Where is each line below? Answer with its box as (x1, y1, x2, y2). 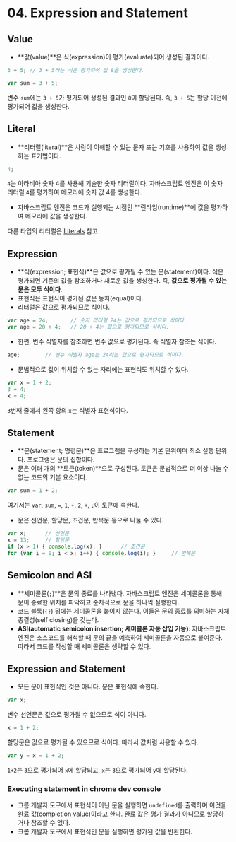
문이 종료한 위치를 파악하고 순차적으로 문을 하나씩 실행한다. (17, 597, 180, 606)
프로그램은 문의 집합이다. (27, 455, 95, 464)
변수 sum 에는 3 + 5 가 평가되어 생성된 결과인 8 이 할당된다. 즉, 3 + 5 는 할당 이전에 (7, 93, 228, 102)
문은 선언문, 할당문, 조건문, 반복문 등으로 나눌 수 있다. (17, 516, 164, 525)
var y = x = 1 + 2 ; (7, 752, 65, 759)
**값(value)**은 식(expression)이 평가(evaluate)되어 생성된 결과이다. (17, 53, 210, 61)
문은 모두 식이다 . (17, 285, 63, 294)
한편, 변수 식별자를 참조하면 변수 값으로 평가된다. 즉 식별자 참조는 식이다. (17, 337, 217, 346)
